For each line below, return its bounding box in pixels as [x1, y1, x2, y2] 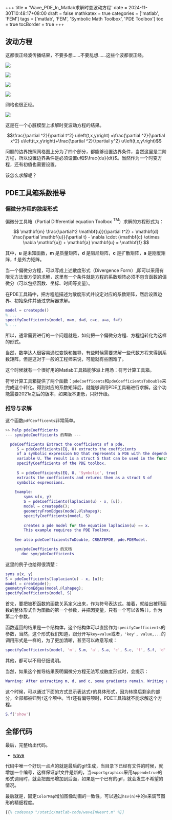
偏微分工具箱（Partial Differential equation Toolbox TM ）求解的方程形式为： [5, 217, 164, 225]
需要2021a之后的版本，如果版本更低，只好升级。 [9, 390, 113, 397]
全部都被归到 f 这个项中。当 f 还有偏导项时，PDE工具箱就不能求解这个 [14, 695, 158, 701]
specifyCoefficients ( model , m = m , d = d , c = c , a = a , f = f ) [5, 317, 123, 322]
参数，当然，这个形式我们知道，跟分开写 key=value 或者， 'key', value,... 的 [5, 631, 166, 637]
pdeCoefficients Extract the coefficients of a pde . [10, 442, 125, 447]
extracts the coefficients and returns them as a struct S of [16, 475, 153, 480]
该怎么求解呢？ [5, 172, 37, 178]
